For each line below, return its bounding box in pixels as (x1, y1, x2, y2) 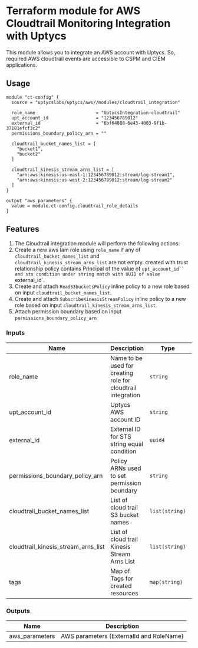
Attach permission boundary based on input (14, 307, 122, 315)
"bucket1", (16, 146, 44, 152)
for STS (110, 432, 131, 440)
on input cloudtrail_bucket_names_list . (14, 289, 112, 296)
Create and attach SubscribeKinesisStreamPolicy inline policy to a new (14, 295, 187, 302)
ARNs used (110, 464, 141, 472)
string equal (110, 439, 143, 448)
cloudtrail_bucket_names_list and (14, 252, 100, 260)
